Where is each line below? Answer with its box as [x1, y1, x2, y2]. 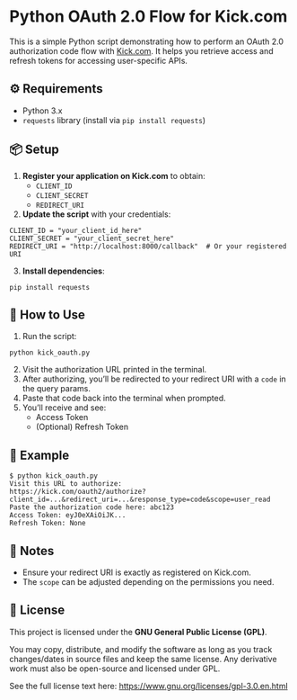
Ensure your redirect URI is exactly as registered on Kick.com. [22, 567, 251, 578]
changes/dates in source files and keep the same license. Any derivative [9, 653, 277, 664]
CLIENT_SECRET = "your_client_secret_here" [9, 234, 175, 243]
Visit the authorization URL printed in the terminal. [22, 364, 207, 375]
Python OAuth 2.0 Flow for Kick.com [9, 6, 288, 27]
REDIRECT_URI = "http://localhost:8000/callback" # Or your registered [9, 241, 287, 251]
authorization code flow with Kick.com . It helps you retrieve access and [9, 45, 274, 56]
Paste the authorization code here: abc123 [9, 503, 175, 512]
